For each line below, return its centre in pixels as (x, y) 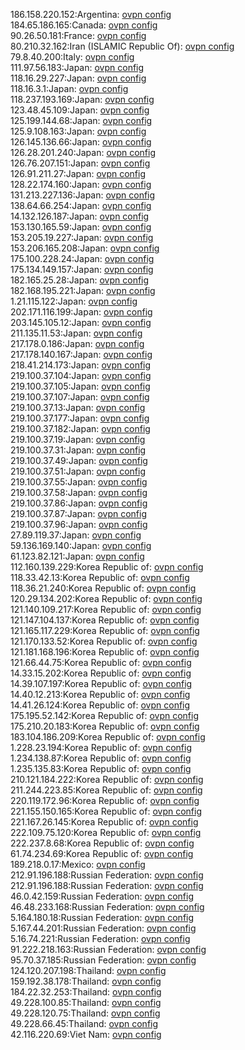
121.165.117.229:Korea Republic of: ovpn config (105, 630)
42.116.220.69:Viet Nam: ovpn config (86, 1034)
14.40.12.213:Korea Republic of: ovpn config (100, 694)
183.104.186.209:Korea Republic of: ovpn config (108, 737)
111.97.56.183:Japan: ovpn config (77, 67)
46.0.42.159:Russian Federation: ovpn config (102, 896)
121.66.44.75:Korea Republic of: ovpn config (101, 662)
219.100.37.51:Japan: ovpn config (78, 471)
